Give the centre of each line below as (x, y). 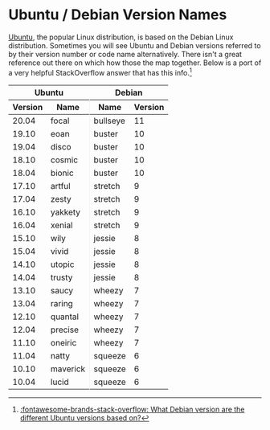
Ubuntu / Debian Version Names (118, 15)
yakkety (66, 212)
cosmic (65, 160)
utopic (63, 264)
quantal (65, 317)
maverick (68, 369)
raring (62, 303)
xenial (62, 225)
